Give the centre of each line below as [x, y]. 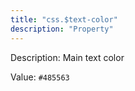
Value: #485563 [40, 77]
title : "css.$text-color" [64, 19]
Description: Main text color [67, 57]
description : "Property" [62, 29]
